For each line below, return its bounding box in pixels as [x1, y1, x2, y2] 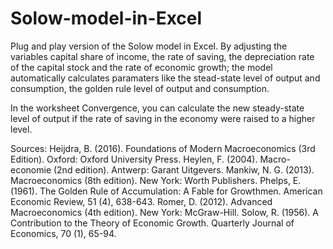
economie [10, 163, 52, 176]
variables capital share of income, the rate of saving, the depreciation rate [10, 50, 315, 62]
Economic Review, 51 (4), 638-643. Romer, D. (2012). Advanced [10, 195, 273, 207]
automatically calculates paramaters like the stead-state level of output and [10, 72, 321, 84]
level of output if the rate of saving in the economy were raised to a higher [10, 112, 316, 124]
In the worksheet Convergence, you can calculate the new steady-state [10, 102, 305, 114]
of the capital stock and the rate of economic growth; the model [10, 61, 273, 73]
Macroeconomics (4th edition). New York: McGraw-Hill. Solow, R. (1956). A [10, 206, 319, 218]
